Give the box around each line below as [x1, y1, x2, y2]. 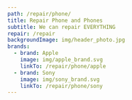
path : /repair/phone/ [7, 10, 72, 18]
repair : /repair [7, 30, 55, 37]
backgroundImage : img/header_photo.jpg [7, 37, 126, 44]
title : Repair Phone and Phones [7, 17, 103, 24]
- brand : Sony [13, 69, 55, 76]
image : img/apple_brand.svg [20, 56, 103, 63]
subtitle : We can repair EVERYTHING [7, 23, 116, 30]
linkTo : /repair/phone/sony [20, 82, 103, 89]
